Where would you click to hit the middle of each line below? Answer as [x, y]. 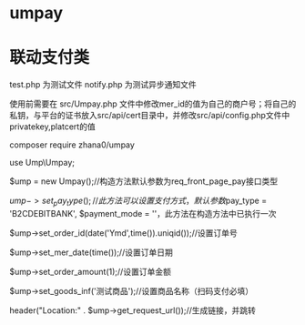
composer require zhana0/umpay [72, 145]
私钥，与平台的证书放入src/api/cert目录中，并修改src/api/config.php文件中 [150, 116]
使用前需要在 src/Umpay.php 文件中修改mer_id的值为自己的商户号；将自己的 [153, 104]
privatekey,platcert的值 [52, 127]
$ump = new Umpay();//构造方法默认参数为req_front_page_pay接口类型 [144, 181]
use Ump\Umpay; [42, 163]
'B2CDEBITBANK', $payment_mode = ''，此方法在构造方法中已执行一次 [143, 213]
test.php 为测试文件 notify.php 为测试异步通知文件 [103, 85]
